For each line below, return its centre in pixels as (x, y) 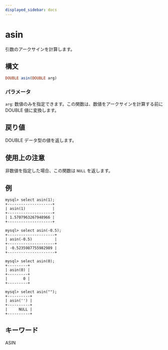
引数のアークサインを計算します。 (40, 49)
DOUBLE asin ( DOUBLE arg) (31, 78)
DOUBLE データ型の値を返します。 (41, 140)
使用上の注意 (25, 157)
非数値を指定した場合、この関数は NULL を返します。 (59, 171)
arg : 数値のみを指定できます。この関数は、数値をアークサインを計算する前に (84, 104)
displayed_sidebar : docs (31, 10)
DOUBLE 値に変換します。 (32, 110)
